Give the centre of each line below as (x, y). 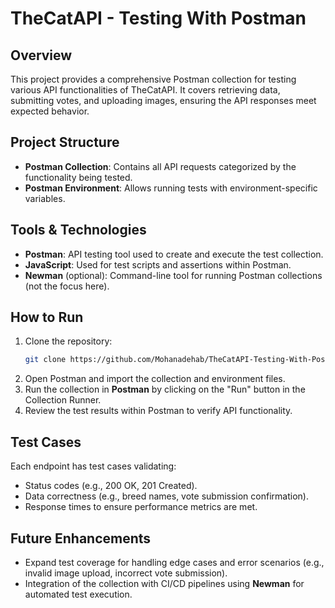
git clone (45, 360)
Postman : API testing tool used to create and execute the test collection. (174, 254)
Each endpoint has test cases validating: (93, 466)
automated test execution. (78, 594)
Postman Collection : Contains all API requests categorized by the (160, 166)
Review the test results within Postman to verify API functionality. (158, 411)
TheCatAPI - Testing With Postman (158, 18)
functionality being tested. (78, 177)
